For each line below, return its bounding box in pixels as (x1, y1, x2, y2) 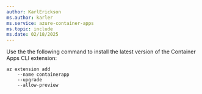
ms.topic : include (6, 25, 53, 32)
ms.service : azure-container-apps (6, 20, 95, 26)
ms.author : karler (6, 15, 53, 21)
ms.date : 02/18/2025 (6, 32, 59, 38)
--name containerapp (17, 72, 70, 78)
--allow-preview (17, 82, 59, 89)
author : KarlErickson (6, 8, 62, 15)
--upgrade (17, 77, 43, 83)
